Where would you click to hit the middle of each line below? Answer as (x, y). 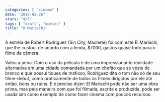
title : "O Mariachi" (27, 28)
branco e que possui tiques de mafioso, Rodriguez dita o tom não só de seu (83, 73)
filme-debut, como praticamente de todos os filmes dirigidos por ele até (79, 79)
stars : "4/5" (19, 19)
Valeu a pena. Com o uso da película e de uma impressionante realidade (79, 63)
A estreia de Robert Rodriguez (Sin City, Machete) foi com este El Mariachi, (82, 42)
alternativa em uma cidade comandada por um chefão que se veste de (78, 68)
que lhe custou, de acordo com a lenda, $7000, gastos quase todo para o (80, 48)
